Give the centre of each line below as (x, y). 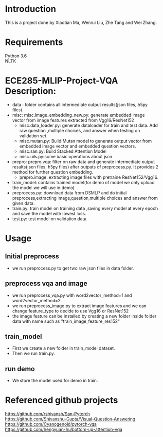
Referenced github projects (62, 400)
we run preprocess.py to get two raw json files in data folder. (73, 268)
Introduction (31, 9)
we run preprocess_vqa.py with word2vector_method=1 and (72, 295)
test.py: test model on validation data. (50, 219)
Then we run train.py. (33, 354)
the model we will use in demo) (43, 187)
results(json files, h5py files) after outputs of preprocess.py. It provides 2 (85, 166)
